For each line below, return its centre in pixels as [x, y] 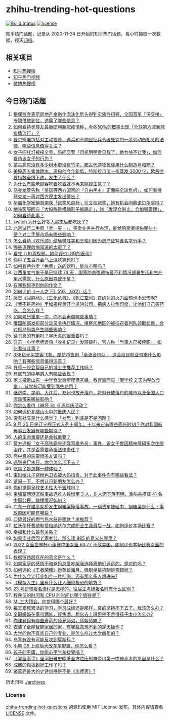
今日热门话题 [26, 101]
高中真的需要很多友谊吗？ [40, 456]
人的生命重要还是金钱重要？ [42, 437]
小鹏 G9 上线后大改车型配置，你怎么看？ [55, 646]
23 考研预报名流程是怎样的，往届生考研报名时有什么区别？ [74, 589]
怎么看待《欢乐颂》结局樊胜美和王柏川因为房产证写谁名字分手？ [79, 241]
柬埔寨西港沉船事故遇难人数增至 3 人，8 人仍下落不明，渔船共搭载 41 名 [88, 494]
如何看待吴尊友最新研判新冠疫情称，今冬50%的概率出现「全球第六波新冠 [89, 127]
